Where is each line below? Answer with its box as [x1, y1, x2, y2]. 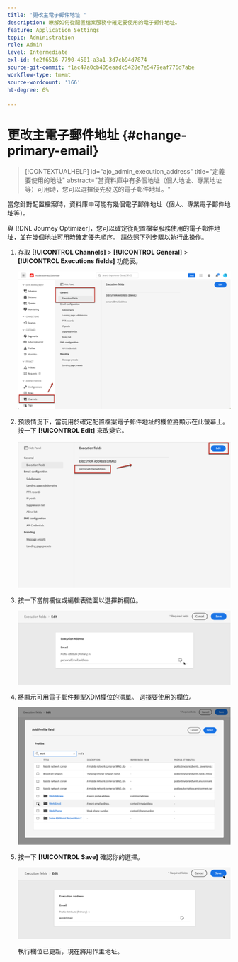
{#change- [121, 128, 187, 143]
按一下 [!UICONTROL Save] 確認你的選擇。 [17, 852, 144, 861]
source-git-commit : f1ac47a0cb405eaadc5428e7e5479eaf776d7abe [7, 64, 195, 71]
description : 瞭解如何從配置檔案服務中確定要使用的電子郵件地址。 [7, 18, 181, 26]
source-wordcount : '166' [7, 79, 81, 86]
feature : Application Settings [7, 26, 100, 33]
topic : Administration [7, 34, 74, 41]
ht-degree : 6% [7, 86, 50, 94]
